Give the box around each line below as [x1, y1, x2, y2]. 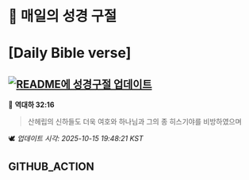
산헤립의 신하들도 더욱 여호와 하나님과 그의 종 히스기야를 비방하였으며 [27, 117, 242, 127]
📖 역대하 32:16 [8, 100, 55, 109]
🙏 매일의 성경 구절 [8, 7, 117, 25]
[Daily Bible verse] [8, 44, 132, 62]
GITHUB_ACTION [8, 159, 95, 173]
